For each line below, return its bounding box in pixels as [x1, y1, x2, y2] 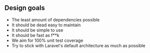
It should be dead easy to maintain [11, 22, 81, 28]
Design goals [4, 4, 45, 12]
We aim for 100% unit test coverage [11, 37, 83, 43]
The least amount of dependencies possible [11, 17, 100, 22]
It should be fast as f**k [11, 32, 60, 38]
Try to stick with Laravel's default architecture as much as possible [11, 42, 146, 48]
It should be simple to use [11, 27, 64, 33]
